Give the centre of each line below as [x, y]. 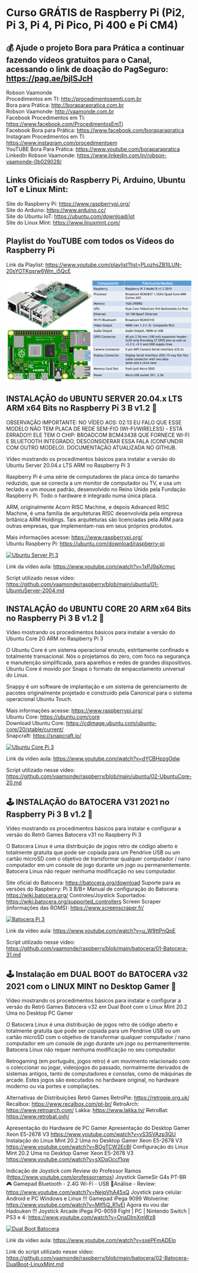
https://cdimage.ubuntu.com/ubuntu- [111, 723]
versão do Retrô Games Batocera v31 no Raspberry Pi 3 [74, 835]
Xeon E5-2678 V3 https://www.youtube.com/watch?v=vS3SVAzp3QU [91, 1134]
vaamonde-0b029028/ [34, 162]
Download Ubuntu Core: [35, 723]
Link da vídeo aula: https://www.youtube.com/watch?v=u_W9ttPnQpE [91, 931]
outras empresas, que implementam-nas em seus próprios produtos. [90, 525]
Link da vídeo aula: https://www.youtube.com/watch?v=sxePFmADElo [91, 1240]
